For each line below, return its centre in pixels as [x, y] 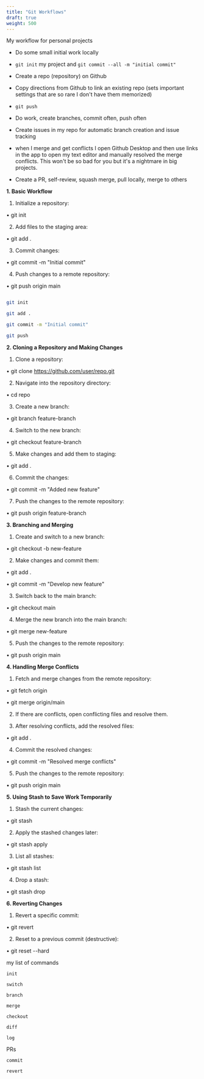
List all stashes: [34, 856]
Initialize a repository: [42, 203]
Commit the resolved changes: [54, 749]
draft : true [21, 18]
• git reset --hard [28, 951]
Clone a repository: [39, 359]
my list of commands [33, 962]
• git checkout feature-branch [44, 442]
